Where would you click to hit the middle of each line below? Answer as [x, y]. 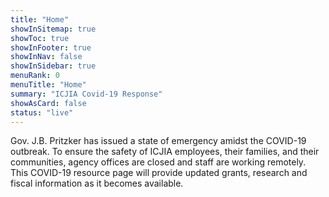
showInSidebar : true [53, 66]
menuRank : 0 [35, 76]
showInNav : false [46, 57]
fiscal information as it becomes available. [97, 183]
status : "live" [42, 112]
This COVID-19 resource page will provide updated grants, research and [159, 173]
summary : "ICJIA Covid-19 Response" [86, 94]
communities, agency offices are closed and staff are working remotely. [158, 162]
